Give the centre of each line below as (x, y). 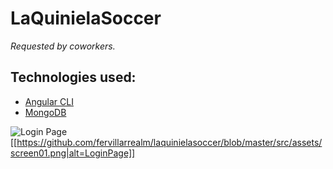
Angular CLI (49, 101)
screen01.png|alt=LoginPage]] (73, 153)
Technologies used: (73, 77)
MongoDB (45, 112)
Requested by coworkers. (63, 46)
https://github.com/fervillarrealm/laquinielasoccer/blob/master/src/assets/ (169, 142)
